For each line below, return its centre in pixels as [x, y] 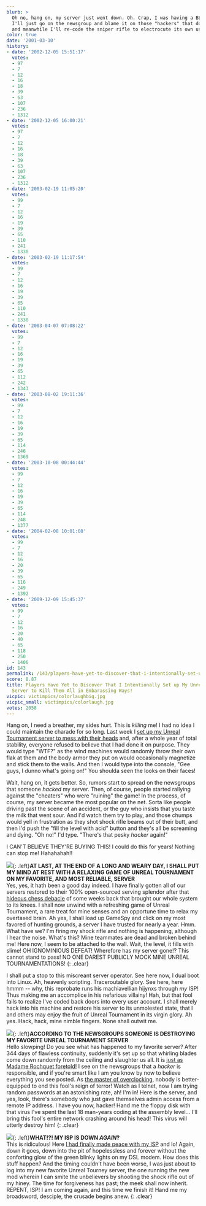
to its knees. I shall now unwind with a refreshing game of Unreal [88, 905]
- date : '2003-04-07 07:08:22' [46, 326]
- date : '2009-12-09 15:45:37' [46, 599]
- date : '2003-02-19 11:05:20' [46, 189]
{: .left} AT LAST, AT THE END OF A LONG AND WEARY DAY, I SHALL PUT [106, 866]
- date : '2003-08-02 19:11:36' [46, 394]
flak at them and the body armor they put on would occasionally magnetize [101, 758]
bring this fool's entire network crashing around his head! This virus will [97, 1119]
